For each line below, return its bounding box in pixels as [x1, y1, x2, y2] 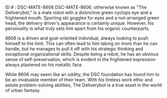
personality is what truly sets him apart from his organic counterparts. [5, 25, 150, 31]
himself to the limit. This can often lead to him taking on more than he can [5, 40, 157, 46]
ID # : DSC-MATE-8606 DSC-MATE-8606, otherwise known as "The [5, 4, 147, 10]
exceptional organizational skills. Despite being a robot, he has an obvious [5, 51, 159, 57]
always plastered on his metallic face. [5, 62, 83, 67]
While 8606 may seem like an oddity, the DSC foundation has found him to [5, 71, 160, 77]
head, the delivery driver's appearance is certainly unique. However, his [5, 20, 154, 26]
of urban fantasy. [5, 87, 41, 93]
